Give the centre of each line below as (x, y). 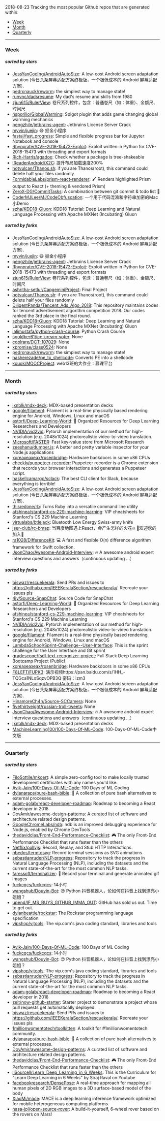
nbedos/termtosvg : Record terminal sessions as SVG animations (77, 852)
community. (24, 1033)
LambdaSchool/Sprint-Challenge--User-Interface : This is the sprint (80, 645)
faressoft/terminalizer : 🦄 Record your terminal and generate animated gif (86, 873)
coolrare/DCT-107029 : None (41, 342)
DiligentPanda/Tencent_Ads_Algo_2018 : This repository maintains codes (85, 305)
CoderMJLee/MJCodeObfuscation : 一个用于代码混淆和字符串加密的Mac (85, 197)
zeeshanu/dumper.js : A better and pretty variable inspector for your (80, 447)
